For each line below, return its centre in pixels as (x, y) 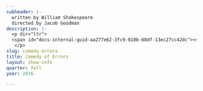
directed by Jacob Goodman (46, 23)
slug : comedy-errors (32, 51)
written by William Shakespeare (53, 17)
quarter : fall (24, 68)
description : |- (27, 29)
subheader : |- (24, 12)
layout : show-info (29, 62)
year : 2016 (20, 74)
